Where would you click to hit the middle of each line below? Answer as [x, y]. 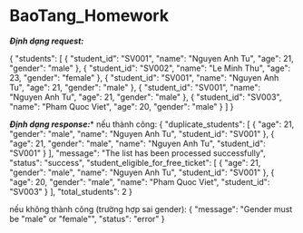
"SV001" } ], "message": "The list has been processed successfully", [137, 153]
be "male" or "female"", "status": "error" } [87, 218]
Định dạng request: [47, 41]
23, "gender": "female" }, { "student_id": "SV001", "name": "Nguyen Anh [144, 77]
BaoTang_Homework [89, 16]
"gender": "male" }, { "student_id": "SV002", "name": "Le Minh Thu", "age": [150, 68]
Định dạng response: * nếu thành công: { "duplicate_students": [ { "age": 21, [152, 124]
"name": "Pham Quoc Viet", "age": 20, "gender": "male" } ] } [122, 106]
